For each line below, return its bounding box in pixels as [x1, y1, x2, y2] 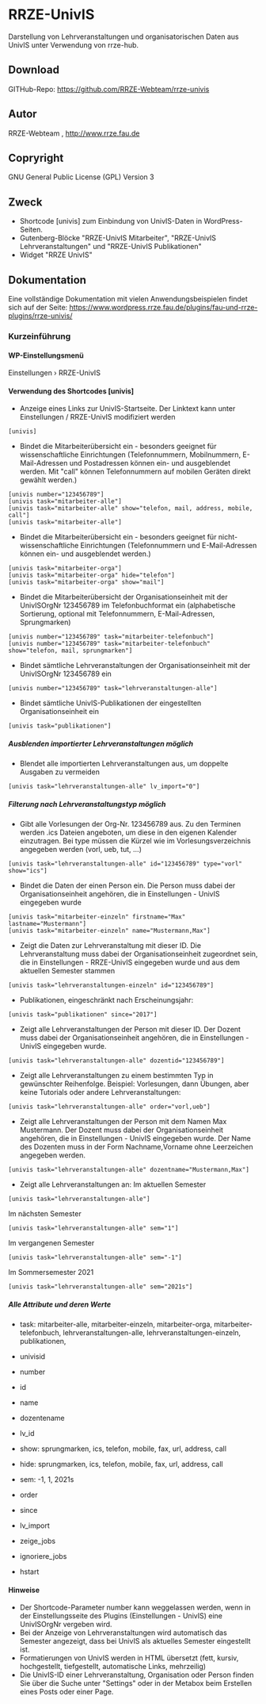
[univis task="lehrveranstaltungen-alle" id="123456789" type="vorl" [8, 860, 243, 868]
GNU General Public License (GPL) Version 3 [8, 172, 154, 182]
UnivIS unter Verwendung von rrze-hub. [8, 40, 139, 49]
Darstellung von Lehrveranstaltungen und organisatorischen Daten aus [8, 32, 239, 41]
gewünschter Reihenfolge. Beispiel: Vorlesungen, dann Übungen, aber [19, 1079, 249, 1088]
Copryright [8, 151, 64, 164]
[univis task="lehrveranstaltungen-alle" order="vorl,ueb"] [8, 1103, 211, 1111]
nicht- [218, 532, 238, 542]
